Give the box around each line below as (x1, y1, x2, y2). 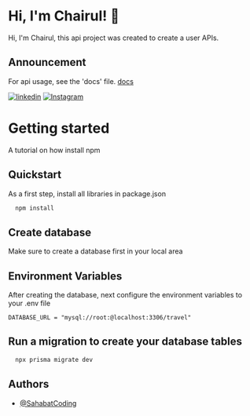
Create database (8, 225, 92, 239)
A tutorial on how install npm (8, 145, 101, 155)
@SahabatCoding (19, 398, 77, 407)
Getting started (8, 119, 110, 137)
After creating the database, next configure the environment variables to (8, 290, 242, 299)
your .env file (8, 298, 51, 308)
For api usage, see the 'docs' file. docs (8, 76, 134, 86)
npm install (15, 204, 55, 212)
